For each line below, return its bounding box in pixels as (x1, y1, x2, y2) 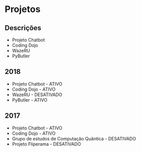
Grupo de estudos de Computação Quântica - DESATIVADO (12, 135, 136, 141)
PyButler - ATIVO (12, 97, 47, 103)
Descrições (5, 24, 41, 32)
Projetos (5, 4, 41, 15)
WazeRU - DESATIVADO (12, 92, 62, 98)
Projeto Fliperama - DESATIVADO (12, 141, 81, 147)
